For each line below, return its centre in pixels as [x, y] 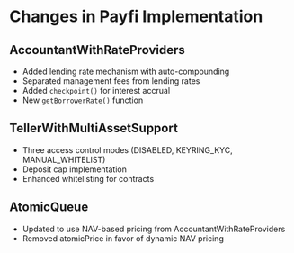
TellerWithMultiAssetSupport [94, 128]
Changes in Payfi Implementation [136, 17]
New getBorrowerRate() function [83, 100]
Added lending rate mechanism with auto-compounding [126, 71]
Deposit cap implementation [75, 169]
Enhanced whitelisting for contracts [88, 178]
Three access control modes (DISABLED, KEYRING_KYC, [128, 149]
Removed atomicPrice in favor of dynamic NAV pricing [123, 238]
